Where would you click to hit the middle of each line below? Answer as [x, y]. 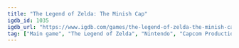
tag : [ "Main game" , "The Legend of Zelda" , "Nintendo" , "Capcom [105, 34]
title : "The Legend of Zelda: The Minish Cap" [78, 14]
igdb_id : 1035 [28, 20]
